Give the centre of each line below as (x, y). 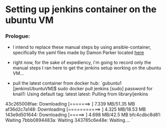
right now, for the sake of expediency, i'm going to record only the (82, 63)
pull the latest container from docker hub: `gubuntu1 (67, 83)
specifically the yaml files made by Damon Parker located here (78, 53)
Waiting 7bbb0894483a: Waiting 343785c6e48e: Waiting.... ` (69, 120)
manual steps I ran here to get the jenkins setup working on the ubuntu (87, 68)
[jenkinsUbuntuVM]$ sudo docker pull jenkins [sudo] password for (82, 89)
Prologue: (18, 36)
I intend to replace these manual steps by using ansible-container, (82, 47)
